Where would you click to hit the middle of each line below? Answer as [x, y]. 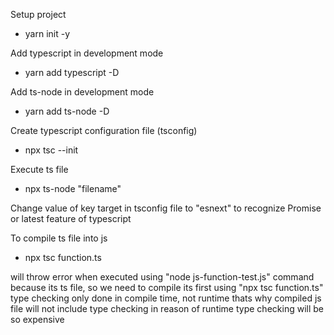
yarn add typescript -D [72, 72]
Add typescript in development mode [87, 53]
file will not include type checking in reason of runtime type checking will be [167, 308]
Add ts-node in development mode [82, 92]
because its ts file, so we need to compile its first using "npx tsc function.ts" [167, 287]
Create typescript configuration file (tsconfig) [104, 130]
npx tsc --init [51, 150]
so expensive [37, 319]
